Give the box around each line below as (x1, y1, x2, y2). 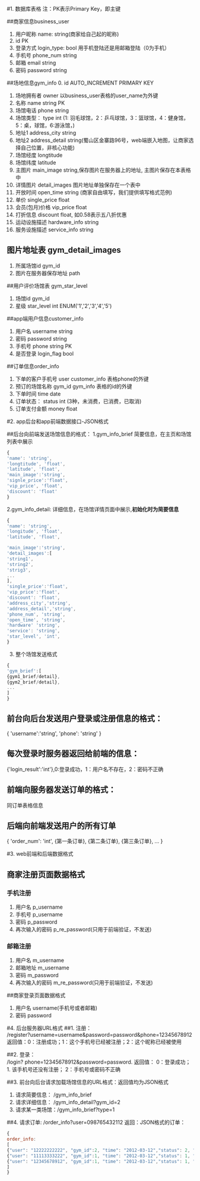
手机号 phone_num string (15, 52, 77, 58)
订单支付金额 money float (15, 405, 78, 412)
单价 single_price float (15, 196, 70, 203)
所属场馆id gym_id (15, 262, 61, 269)
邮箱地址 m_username (15, 964, 70, 971)
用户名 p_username (15, 903, 63, 910)
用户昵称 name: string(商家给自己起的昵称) (15, 30, 119, 38)
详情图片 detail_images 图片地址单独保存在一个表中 (15, 181, 141, 188)
